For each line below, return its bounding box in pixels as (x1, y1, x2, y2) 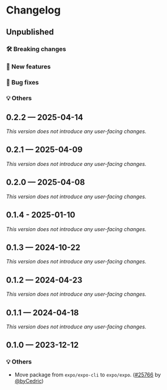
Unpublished (6, 27, 54, 37)
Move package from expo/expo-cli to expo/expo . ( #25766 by (14, 371, 161, 378)
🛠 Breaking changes (6, 45, 66, 53)
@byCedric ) (14, 377, 44, 384)
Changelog (6, 4, 61, 17)
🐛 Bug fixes (6, 79, 39, 87)
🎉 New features (6, 63, 51, 71)
